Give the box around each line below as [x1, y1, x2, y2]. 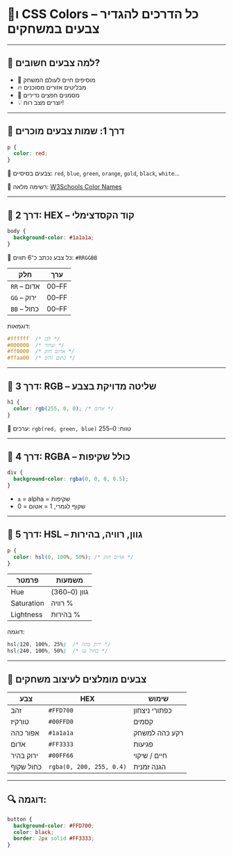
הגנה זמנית [133, 762, 166, 772]
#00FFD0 [48, 718, 74, 725]
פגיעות [133, 740, 154, 749]
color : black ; [13, 829, 54, 836]
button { [7, 815, 33, 822]
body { [7, 228, 26, 235]
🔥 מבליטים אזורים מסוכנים [17, 83, 87, 91]
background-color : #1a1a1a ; [13, 234, 95, 241]
